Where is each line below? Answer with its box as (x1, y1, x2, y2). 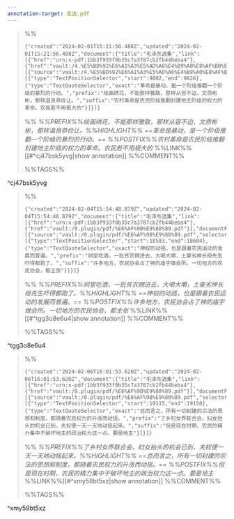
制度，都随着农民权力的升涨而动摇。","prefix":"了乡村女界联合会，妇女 (34, 414, 218, 422)
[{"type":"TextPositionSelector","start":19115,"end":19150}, (24, 400, 209, 407)
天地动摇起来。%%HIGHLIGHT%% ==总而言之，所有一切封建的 (36, 451, 220, 460)
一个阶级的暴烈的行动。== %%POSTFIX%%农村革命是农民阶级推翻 (30, 135, 225, 143)
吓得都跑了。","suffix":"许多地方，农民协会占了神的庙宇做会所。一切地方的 (24, 259, 218, 266)
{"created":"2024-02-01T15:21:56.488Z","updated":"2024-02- (24, 43, 203, 50)
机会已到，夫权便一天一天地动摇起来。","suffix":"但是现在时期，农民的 (34, 422, 218, 429)
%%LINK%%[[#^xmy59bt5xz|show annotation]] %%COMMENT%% (24, 476, 221, 485)
